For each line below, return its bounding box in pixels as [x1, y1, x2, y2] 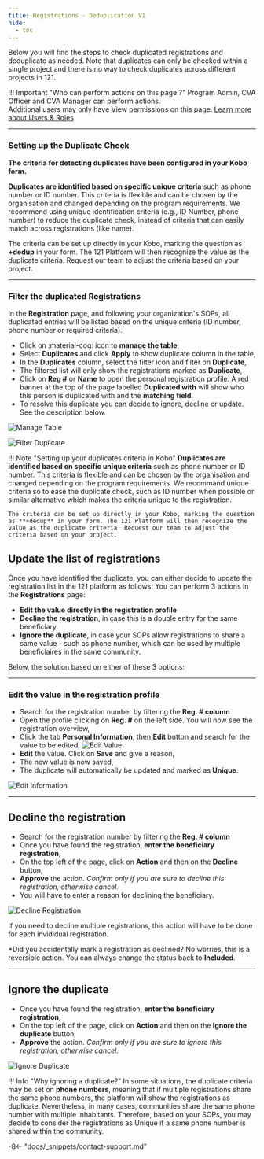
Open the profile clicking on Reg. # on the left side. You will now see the [19, 715, 253, 725]
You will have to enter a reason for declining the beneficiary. [19, 890, 214, 899]
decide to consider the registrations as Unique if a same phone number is [8, 1118, 246, 1128]
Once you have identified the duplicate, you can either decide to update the [8, 573, 253, 582]
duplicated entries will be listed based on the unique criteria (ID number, [8, 316, 242, 327]
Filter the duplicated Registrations [8, 290, 141, 301]
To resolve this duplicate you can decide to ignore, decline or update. [19, 399, 244, 408]
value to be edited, [19, 740, 81, 750]
